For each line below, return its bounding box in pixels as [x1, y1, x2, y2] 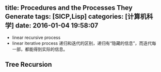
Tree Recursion [5, 60, 52, 69]
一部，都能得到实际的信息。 [12, 46, 68, 52]
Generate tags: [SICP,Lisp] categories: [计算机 [5, 12, 147, 21]
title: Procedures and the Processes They [5, 4, 133, 12]
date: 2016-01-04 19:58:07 [15, 22, 98, 30]
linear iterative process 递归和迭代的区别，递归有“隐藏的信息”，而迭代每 [12, 40, 157, 46]
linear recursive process [12, 35, 61, 40]
